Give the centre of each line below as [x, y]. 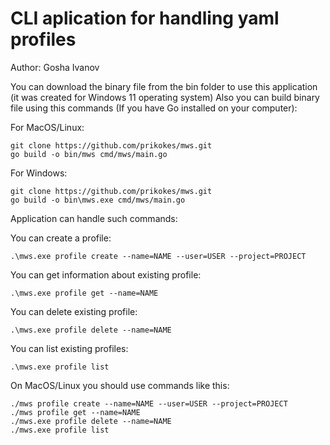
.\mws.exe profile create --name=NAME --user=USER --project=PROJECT [158, 256]
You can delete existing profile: [74, 311]
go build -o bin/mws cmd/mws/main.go [89, 154]
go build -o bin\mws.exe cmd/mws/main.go [98, 200]
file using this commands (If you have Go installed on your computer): [154, 108]
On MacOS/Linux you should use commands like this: [120, 385]
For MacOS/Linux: [47, 127]
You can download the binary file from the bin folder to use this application [164, 86]
